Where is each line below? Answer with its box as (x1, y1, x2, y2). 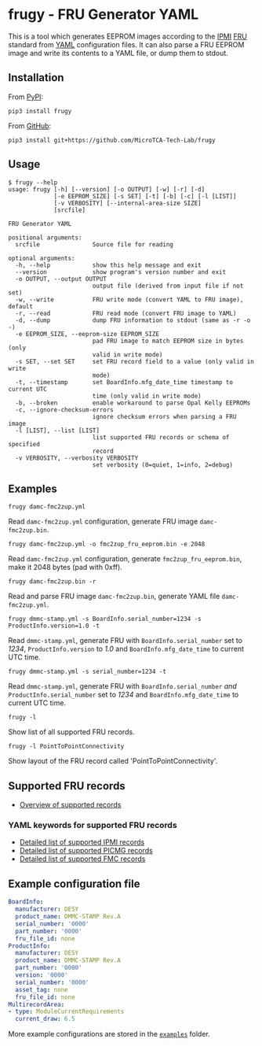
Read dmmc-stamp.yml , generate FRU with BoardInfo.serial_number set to (8, 636, 243, 645)
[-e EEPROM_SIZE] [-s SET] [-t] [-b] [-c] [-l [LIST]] (53, 192, 237, 200)
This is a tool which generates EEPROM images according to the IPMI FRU (8, 31, 247, 41)
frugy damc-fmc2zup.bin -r (8, 578, 96, 586)
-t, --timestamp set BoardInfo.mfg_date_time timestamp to (15, 378, 234, 386)
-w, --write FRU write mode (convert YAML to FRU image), (15, 295, 244, 304)
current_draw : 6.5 (15, 1015, 76, 1023)
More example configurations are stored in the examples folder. (8, 1029, 210, 1039)
